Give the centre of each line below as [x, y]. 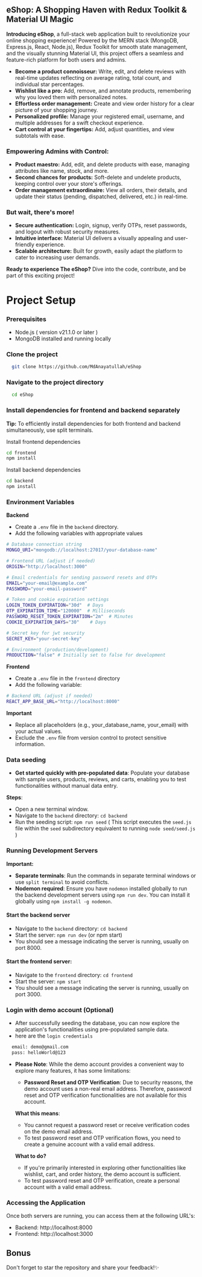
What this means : [37, 1113]
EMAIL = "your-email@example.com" [47, 583]
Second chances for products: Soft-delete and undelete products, [98, 177]
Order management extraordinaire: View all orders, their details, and [101, 190]
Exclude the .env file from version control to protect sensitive [91, 738]
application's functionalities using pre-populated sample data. [92, 1030]
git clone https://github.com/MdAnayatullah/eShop [77, 367]
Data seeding [26, 760]
